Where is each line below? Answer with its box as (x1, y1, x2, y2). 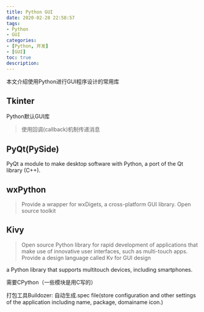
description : (6, 60, 40, 66)
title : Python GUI (6, 9, 53, 15)
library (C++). (6, 166, 41, 174)
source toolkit (21, 207, 56, 214)
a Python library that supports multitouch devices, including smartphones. (6, 266, 193, 273)
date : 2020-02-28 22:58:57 (6, 15, 75, 21)
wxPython (6, 184, 46, 195)
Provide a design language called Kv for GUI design (21, 254, 151, 261)
